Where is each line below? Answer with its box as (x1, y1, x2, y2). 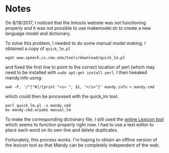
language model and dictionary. (5, 30, 71, 36)
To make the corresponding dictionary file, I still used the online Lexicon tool (5, 116, 164, 122)
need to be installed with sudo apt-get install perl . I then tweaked (5, 69, 147, 75)
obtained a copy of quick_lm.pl (5, 45, 71, 51)
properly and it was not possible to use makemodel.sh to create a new (5, 25, 151, 31)
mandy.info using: (5, 74, 43, 81)
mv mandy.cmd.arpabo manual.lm (5, 107, 71, 112)
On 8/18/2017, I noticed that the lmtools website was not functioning (5, 20, 146, 26)
